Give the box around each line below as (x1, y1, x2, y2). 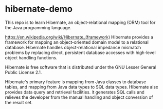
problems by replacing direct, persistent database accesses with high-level (5, 50, 156, 55)
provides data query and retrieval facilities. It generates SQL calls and (5, 89, 145, 95)
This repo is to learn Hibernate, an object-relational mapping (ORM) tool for (5, 19, 156, 25)
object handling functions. (5, 54, 57, 60)
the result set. (5, 99, 33, 105)
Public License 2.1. (5, 69, 42, 75)
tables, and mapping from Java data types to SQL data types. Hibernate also (5, 84, 159, 90)
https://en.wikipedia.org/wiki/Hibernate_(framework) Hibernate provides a (5, 34, 153, 40)
